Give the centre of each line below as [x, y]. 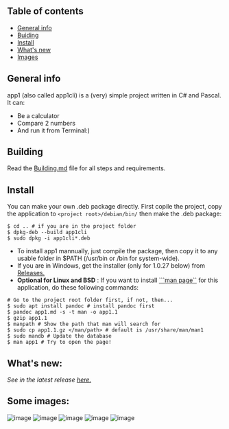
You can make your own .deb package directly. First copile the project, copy [114, 207]
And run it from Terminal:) [53, 130]
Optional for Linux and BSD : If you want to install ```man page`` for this [118, 280]
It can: [16, 102]
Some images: [38, 401]
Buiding [28, 35]
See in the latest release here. [49, 380]
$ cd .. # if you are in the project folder [72, 227]
